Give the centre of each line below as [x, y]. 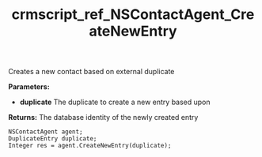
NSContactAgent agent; [46, 132]
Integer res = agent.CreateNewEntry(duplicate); [90, 146]
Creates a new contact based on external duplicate [91, 72]
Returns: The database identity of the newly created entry [103, 118]
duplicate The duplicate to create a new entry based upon [115, 102]
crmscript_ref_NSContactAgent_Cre [133, 15]
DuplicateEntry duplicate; [53, 139]
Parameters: [29, 87]
